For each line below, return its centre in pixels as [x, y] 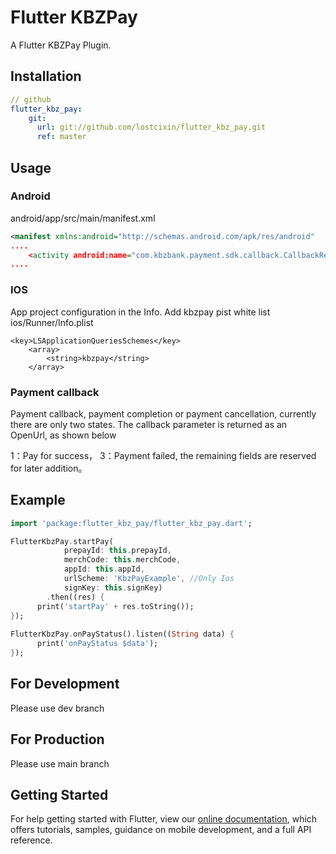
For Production [57, 739]
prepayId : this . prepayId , [117, 551]
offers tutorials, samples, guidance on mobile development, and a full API [161, 830]
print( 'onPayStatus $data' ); [97, 644]
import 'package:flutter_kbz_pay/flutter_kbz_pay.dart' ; [131, 523]
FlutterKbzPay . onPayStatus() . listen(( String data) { [122, 634]
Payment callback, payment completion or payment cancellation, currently [163, 413]
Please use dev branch [57, 708]
